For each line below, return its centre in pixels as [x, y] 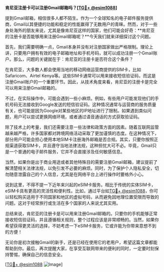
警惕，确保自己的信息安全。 [37, 255]
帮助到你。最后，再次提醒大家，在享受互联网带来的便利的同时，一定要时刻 [80, 248]
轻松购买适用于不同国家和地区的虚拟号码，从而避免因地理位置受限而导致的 [84, 197]
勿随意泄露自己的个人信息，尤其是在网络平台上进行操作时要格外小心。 [76, 174]
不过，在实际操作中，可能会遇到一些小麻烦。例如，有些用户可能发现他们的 [80, 98]
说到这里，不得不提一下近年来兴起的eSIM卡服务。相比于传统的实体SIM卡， [80, 185]
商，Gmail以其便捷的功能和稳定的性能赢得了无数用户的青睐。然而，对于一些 [81, 24]
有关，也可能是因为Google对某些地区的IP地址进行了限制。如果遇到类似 [76, 111]
